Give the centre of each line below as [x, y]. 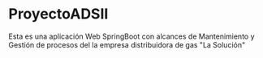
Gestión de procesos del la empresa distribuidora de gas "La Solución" [127, 44]
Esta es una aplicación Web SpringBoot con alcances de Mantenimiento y [131, 36]
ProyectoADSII [58, 14]
